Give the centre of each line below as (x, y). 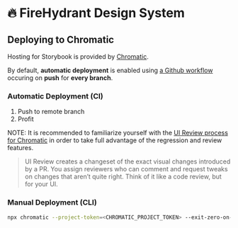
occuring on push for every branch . (60, 78)
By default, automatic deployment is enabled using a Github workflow (110, 70)
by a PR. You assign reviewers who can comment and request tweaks (126, 169)
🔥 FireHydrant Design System (96, 13)
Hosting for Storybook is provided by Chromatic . (78, 57)
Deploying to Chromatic (61, 39)
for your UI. (41, 184)
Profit (25, 119)
